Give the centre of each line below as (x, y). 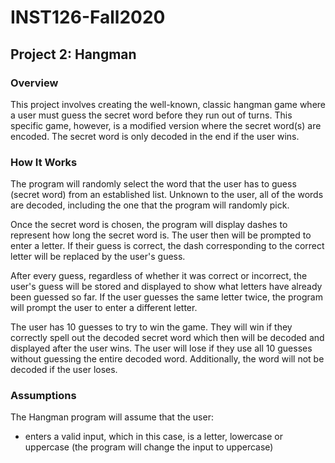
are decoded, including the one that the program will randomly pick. (150, 205)
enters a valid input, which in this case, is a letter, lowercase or (153, 437)
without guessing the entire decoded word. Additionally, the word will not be (167, 359)
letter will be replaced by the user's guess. (98, 257)
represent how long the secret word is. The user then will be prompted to (161, 235)
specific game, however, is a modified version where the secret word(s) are (166, 125)
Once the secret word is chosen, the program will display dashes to (149, 225)
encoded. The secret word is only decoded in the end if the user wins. (155, 136)
